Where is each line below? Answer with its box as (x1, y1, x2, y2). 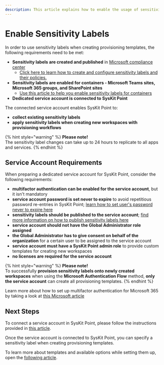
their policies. (19, 74, 47, 81)
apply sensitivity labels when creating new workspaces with (12, 119, 138, 125)
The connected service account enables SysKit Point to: (5, 104, 118, 110)
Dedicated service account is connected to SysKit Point (12, 95, 128, 101)
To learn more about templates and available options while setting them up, (5, 349, 156, 355)
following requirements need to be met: (5, 49, 84, 55)
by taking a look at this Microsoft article (5, 293, 84, 299)
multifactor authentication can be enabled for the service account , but (12, 186, 158, 192)
